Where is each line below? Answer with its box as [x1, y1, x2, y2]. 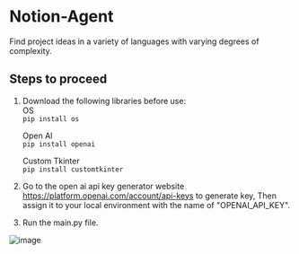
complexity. [9, 45, 52, 56]
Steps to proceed [9, 72, 108, 87]
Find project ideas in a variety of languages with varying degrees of [9, 36, 259, 47]
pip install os [22, 114, 80, 123]
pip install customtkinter [22, 164, 124, 174]
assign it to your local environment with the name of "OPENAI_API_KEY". [22, 199, 290, 210]
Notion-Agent [9, 6, 114, 27]
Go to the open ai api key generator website [22, 180, 185, 191]
